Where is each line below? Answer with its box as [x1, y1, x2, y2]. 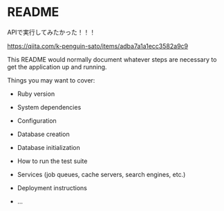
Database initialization [17, 143, 81, 151]
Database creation [17, 130, 71, 138]
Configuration [17, 116, 57, 125]
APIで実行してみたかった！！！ [7, 28, 95, 36]
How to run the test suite [17, 157, 88, 165]
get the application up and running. [7, 62, 107, 71]
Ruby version [17, 90, 55, 98]
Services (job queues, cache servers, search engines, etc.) [17, 170, 186, 178]
